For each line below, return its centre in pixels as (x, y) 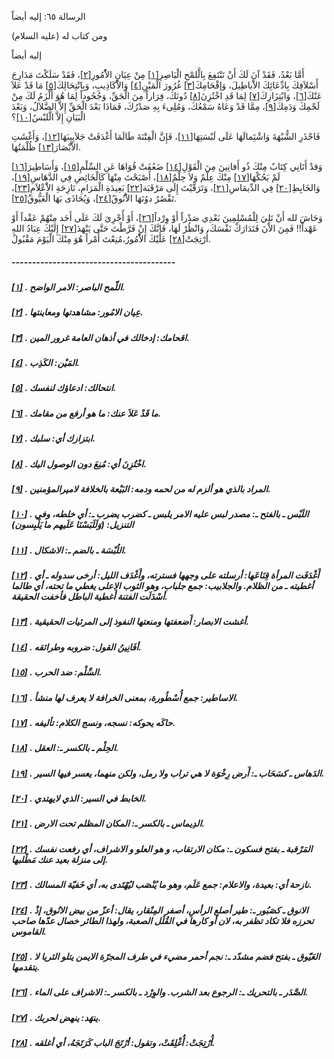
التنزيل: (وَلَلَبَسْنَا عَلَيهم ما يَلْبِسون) (72, 525)
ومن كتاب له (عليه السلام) (59, 35)
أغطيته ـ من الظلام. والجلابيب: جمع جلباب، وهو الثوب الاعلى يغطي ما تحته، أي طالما (162, 586)
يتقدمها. (26, 967)
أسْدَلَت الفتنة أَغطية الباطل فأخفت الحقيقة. (89, 597)
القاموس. (29, 931)
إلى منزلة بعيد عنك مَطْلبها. (60, 859)
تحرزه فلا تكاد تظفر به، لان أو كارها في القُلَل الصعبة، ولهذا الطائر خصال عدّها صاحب (162, 920)
